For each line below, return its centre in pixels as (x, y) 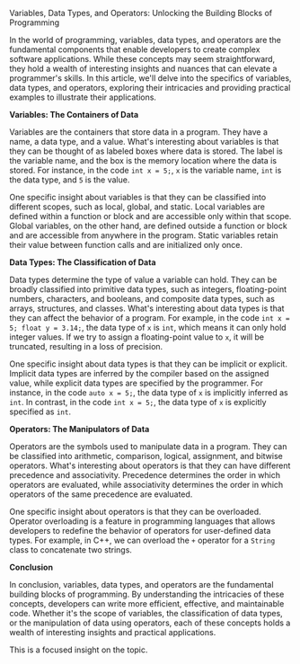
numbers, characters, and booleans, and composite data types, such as (142, 299)
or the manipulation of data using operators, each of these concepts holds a (150, 623)
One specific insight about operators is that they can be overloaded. (136, 512)
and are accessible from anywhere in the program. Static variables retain (144, 235)
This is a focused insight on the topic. (79, 650)
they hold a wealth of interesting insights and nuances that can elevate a (143, 68)
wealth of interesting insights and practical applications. (113, 632)
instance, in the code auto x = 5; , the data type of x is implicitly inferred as (149, 393)
